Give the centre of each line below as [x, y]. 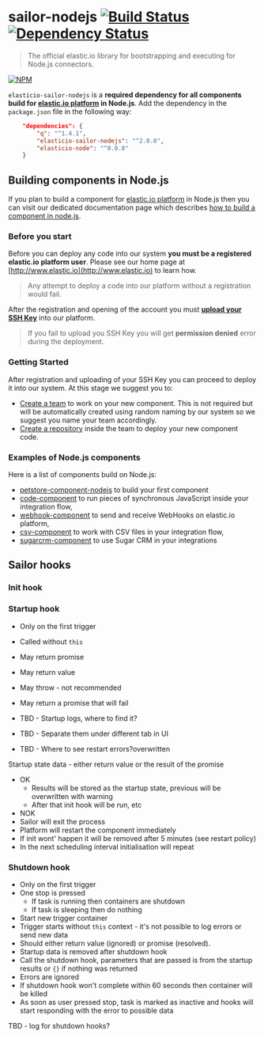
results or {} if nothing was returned [79, 968]
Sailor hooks [40, 565]
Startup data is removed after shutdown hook [93, 951]
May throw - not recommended [70, 688]
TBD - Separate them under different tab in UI [94, 733]
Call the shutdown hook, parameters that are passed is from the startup [136, 960]
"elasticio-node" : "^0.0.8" [83, 148]
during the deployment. [66, 342]
